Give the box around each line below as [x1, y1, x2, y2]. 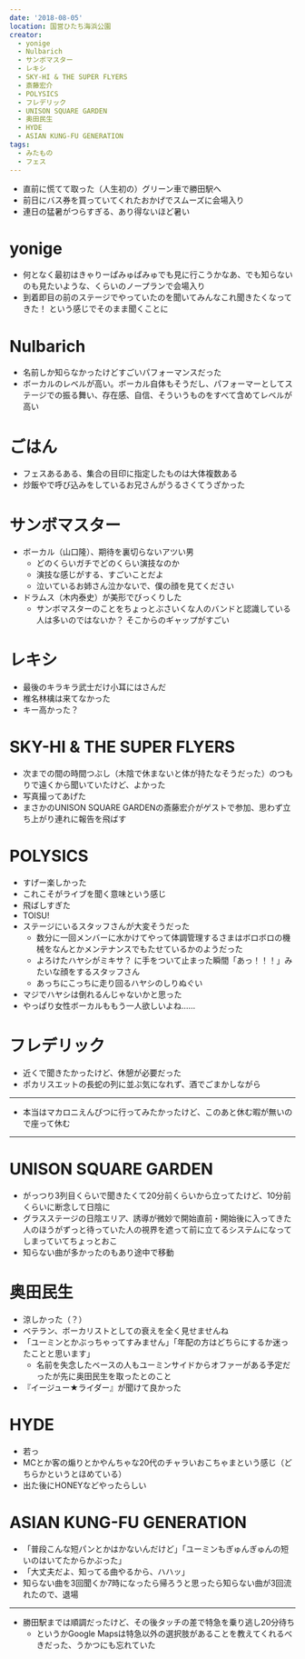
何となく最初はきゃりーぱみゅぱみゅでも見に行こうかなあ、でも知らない [22, 269, 293, 280]
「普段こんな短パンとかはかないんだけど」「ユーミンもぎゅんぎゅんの [22, 1543, 281, 1554]
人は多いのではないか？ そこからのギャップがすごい [35, 615, 230, 625]
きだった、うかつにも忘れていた [35, 1639, 156, 1650]
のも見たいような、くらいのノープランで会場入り [22, 281, 206, 292]
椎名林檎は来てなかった [22, 693, 111, 705]
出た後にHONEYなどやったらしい [22, 1479, 147, 1491]
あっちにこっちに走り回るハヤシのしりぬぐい [35, 978, 203, 989]
